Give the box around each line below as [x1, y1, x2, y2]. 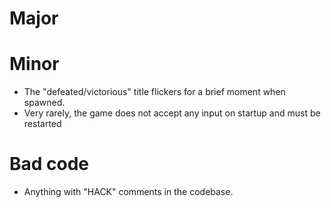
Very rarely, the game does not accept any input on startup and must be [23, 107, 321, 119]
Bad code [9, 153, 90, 176]
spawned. [23, 97, 66, 109]
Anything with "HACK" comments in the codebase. [23, 186, 234, 198]
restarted [23, 118, 62, 130]
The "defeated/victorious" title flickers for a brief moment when [23, 86, 286, 98]
